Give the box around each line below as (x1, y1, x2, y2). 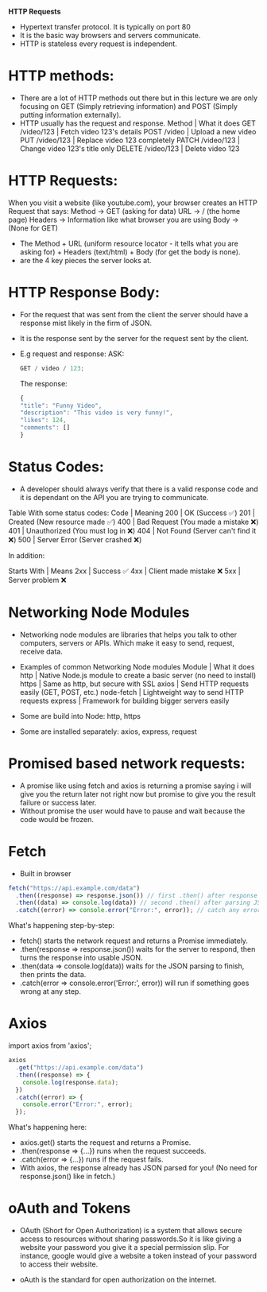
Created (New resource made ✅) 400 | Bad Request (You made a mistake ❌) (8, 517, 259, 526)
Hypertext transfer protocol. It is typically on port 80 (19, 22, 191, 31)
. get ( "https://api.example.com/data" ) (15, 1064, 145, 1072)
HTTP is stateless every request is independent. (19, 39, 177, 48)
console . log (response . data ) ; (22, 1078, 119, 1086)
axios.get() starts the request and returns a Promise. (19, 1138, 192, 1147)
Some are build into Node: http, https (19, 711, 141, 720)
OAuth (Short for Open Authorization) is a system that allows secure (19, 1226, 242, 1236)
